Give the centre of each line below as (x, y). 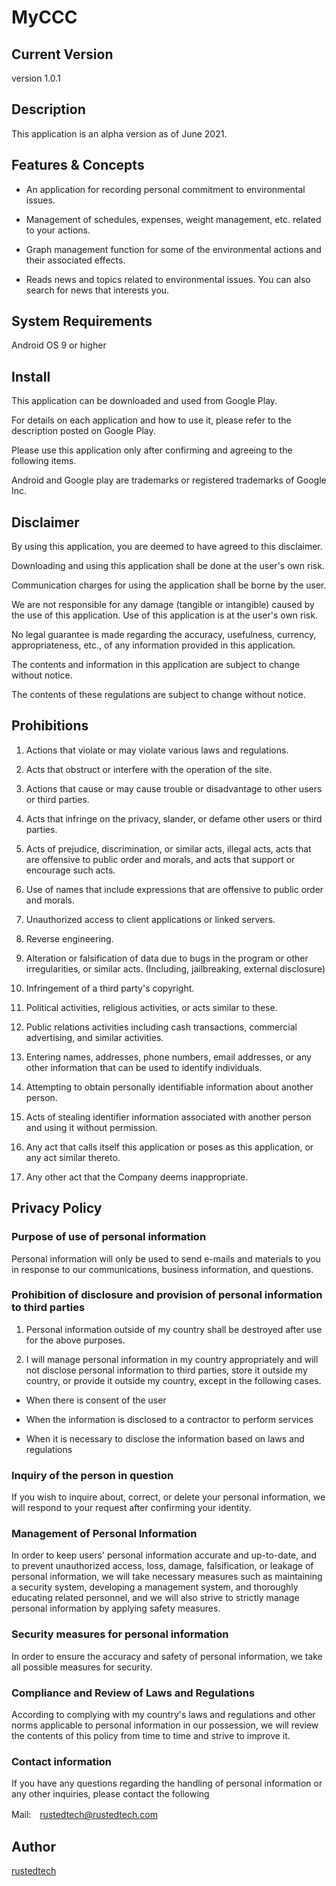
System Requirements (82, 321)
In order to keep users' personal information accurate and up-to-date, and (164, 1555)
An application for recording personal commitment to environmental (165, 189)
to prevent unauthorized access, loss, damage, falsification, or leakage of (162, 1566)
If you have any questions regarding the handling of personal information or (167, 1783)
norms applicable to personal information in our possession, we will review (165, 1725)
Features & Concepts (78, 165)
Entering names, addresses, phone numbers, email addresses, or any (168, 1057)
